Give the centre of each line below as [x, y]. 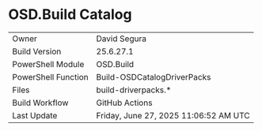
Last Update [35, 115]
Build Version [37, 51]
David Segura [121, 39]
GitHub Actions [124, 103]
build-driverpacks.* [134, 90]
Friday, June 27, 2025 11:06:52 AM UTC [173, 115]
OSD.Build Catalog [70, 15]
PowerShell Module [48, 64]
